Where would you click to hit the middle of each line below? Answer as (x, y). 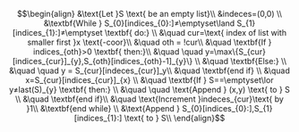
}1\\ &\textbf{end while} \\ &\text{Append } (103, 108)
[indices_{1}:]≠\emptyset (57, 33)
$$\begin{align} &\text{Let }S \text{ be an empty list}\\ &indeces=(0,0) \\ (149, 14)
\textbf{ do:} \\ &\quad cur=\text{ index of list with (196, 33)
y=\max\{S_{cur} (235, 52)
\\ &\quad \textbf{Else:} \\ (241, 61)
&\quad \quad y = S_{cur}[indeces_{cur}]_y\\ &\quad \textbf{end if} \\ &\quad (149, 70)
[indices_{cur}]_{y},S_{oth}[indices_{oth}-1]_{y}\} (103, 61)
